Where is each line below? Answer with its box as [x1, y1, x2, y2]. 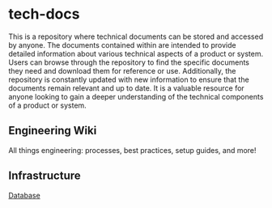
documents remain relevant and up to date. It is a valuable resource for [8, 83, 244, 93]
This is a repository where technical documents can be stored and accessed [8, 32, 264, 41]
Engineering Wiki [8, 124, 97, 138]
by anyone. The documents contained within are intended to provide [8, 40, 236, 49]
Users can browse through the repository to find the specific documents [8, 57, 249, 67]
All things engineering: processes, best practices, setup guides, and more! [8, 145, 257, 155]
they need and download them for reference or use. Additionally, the [8, 66, 236, 75]
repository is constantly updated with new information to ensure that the [8, 74, 249, 84]
